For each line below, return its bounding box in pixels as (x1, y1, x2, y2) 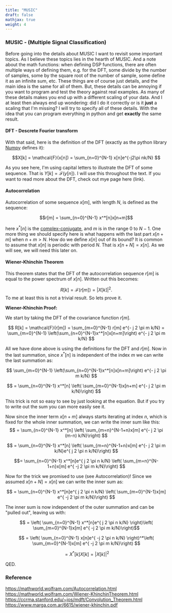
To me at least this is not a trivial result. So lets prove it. (5, 295, 122, 301)
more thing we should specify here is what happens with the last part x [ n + (5, 231, 164, 237)
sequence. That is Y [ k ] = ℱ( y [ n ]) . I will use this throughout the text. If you (5, 170, 161, 176)
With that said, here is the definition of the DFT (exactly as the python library (5, 139, 167, 145)
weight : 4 (5, 22, 27, 27)
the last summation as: (5, 357, 53, 363)
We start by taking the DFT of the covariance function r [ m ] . (5, 315, 131, 321)
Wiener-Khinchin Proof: (5, 305, 58, 311)
